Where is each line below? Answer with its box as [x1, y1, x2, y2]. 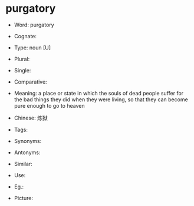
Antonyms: [14, 149, 41, 156]
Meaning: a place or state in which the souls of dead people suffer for [14, 89, 184, 97]
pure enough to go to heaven [14, 102, 85, 109]
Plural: [14, 55, 30, 62]
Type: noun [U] [14, 44, 51, 51]
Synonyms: [14, 137, 42, 144]
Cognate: [14, 32, 37, 39]
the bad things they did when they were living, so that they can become [14, 96, 188, 103]
